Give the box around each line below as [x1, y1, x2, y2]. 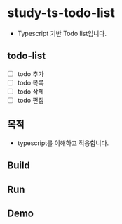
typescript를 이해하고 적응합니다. [17, 139, 109, 147]
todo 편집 [17, 96, 44, 104]
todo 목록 [17, 78, 44, 87]
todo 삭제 [17, 87, 44, 96]
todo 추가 [17, 69, 44, 78]
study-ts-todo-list [7, 5, 116, 21]
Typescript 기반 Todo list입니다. [17, 29, 107, 37]
